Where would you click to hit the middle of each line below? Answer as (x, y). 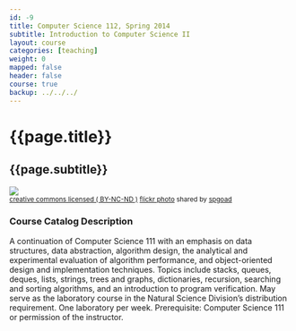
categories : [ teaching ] (54, 51)
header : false (36, 76)
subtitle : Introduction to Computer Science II (100, 34)
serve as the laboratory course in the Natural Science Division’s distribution (148, 298)
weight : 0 (28, 59)
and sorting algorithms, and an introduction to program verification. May (143, 288)
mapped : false (36, 68)
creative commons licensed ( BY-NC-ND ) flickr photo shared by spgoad (121, 199)
